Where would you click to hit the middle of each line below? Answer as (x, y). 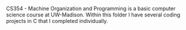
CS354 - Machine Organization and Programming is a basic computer (91, 9)
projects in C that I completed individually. (57, 21)
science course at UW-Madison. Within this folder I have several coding (93, 15)
